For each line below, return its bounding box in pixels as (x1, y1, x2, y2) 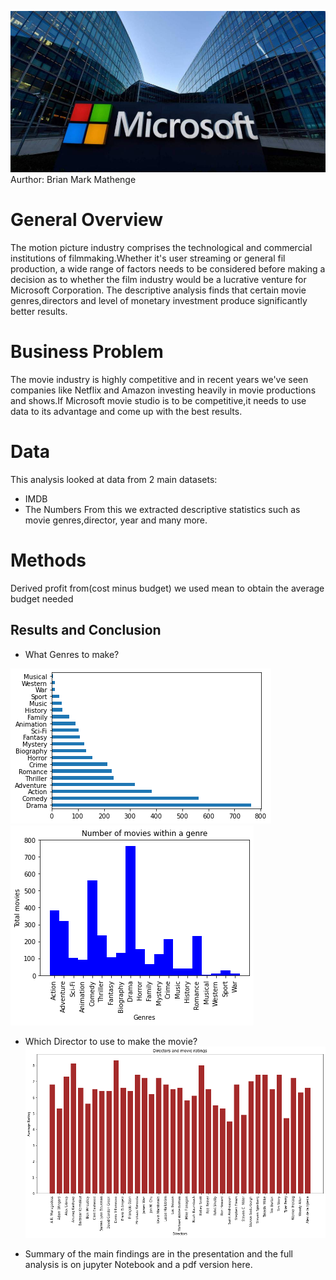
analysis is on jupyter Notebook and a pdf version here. (24, 1259, 253, 1271)
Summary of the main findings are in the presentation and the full (24, 1248, 294, 1260)
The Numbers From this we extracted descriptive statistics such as (24, 503, 301, 515)
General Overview (10, 209, 164, 231)
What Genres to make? (24, 648, 120, 660)
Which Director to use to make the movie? (24, 1035, 198, 1047)
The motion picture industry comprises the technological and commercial (10, 242, 313, 254)
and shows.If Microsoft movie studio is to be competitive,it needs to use (10, 395, 307, 407)
